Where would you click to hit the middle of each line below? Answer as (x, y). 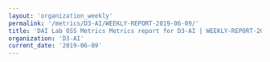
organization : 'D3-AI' (46, 38)
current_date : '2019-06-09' (55, 46)
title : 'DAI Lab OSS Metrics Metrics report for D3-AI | (106, 31)
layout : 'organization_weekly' (61, 16)
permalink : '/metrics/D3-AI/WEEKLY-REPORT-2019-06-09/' (104, 23)
